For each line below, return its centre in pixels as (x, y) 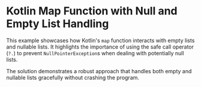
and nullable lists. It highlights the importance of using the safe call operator (100, 47)
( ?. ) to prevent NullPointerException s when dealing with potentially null (95, 53)
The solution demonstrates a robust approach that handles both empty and (99, 71)
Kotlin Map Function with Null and (92, 11)
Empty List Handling (58, 24)
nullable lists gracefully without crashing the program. (73, 77)
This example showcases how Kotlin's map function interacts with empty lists (100, 40)
